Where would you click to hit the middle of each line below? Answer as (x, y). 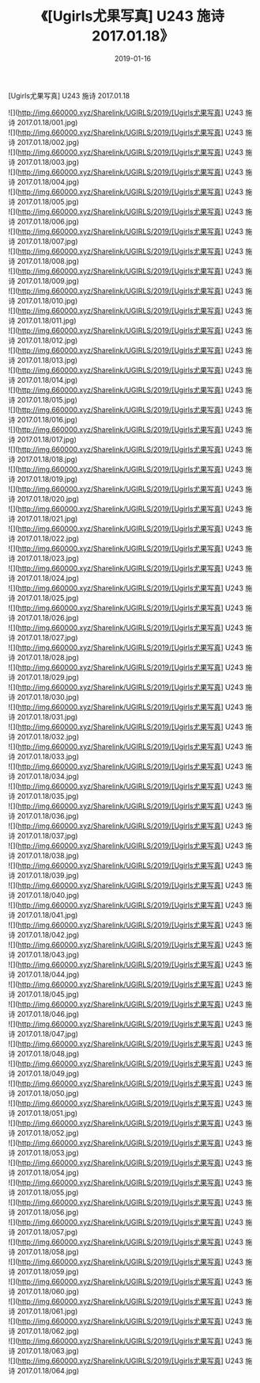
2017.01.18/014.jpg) (47, 380)
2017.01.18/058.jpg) (48, 1251)
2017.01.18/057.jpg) (47, 1232)
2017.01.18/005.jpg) (48, 201)
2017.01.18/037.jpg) (47, 835)
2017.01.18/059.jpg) (48, 1271)
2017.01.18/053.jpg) (48, 1152)
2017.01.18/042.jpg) (48, 934)
